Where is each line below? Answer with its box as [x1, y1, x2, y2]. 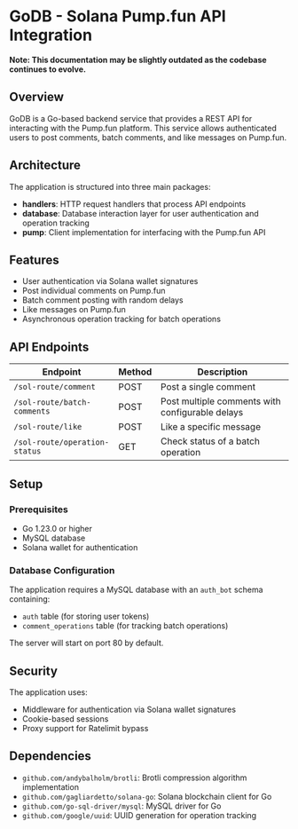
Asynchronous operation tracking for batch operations [21, 313, 222, 325]
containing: [9, 594, 51, 604]
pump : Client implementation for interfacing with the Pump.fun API [21, 226, 266, 237]
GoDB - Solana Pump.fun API [9, 6, 226, 27]
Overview [9, 90, 65, 105]
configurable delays [161, 407, 244, 419]
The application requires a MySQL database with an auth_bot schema [9, 584, 263, 596]
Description [197, 366, 248, 378]
